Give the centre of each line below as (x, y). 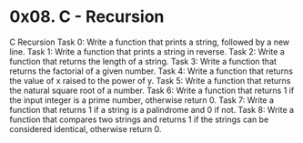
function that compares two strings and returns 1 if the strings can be (139, 119)
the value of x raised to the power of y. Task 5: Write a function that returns (150, 80)
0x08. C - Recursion (87, 17)
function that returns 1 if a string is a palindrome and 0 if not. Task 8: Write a (151, 109)
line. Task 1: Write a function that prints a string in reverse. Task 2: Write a (147, 51)
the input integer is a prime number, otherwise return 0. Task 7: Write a (142, 100)
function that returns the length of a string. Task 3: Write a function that (143, 61)
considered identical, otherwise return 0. (86, 128)
